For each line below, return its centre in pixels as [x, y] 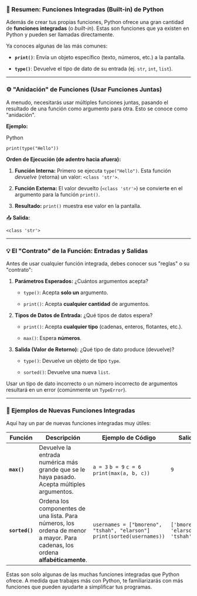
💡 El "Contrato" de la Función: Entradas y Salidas [77, 251]
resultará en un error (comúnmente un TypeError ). [67, 389]
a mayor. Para [58, 538]
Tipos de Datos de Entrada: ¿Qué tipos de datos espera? [84, 315]
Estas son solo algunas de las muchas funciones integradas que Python [93, 574]
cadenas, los [57, 546]
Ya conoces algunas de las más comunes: [57, 46]
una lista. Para [58, 516]
